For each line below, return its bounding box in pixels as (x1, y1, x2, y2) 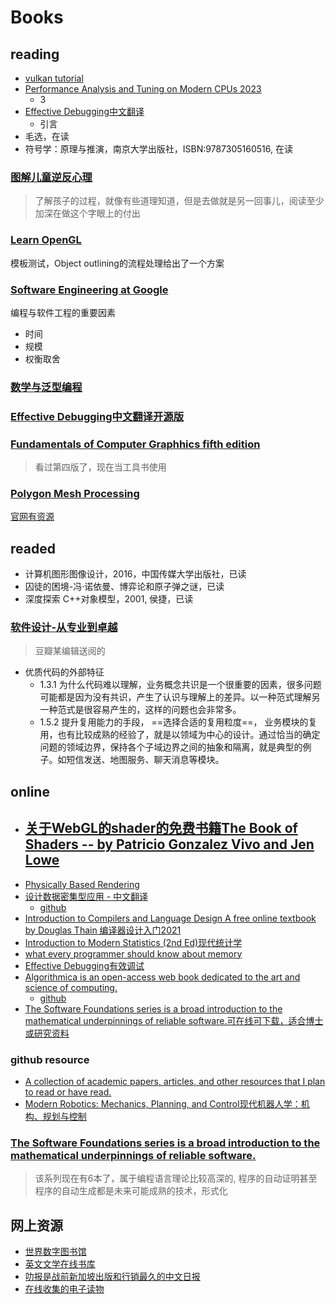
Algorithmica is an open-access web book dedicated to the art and (24, 971, 301, 983)
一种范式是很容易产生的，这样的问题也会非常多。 (39, 704, 242, 716)
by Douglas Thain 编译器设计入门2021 (24, 924, 182, 936)
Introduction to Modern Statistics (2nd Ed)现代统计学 (24, 936, 243, 948)
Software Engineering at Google (10, 282, 169, 296)
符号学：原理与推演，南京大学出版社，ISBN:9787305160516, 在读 (24, 143, 293, 155)
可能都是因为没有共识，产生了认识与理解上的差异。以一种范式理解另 (39, 691, 321, 703)
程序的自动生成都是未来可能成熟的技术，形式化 (34, 1185, 228, 1197)
